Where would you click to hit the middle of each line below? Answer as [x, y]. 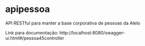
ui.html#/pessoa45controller [35, 38]
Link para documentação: [32, 32]
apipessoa [28, 9]
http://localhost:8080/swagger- [92, 32]
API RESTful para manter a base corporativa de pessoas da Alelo [73, 23]
